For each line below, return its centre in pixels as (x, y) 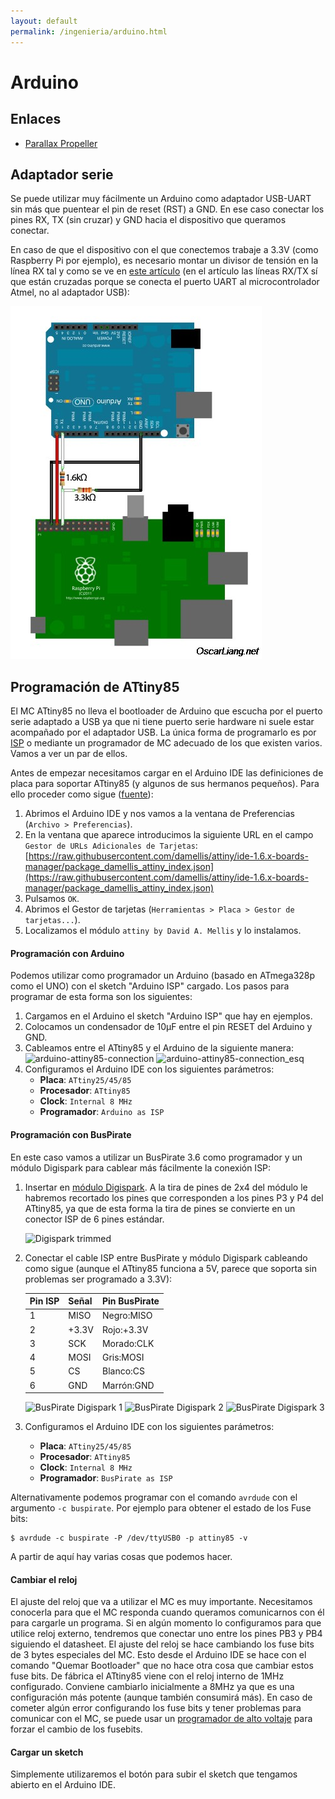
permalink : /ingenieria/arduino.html (89, 31)
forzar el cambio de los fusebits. (76, 1729)
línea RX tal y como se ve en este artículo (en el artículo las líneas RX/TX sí (164, 271)
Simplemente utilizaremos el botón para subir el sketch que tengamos (154, 1774)
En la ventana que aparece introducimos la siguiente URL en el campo (169, 835)
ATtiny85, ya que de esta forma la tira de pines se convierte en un (160, 1208)
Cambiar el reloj (44, 1579)
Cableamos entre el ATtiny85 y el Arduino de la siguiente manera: (159, 1048)
